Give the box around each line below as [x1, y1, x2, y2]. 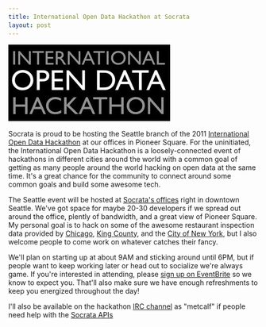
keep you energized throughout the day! [8, 286, 140, 295]
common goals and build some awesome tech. [8, 179, 161, 189]
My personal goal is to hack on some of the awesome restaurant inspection [8, 220, 255, 229]
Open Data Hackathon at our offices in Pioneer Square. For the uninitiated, [8, 137, 252, 147]
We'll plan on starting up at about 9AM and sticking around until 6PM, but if [8, 252, 254, 262]
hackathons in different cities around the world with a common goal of [8, 154, 238, 163]
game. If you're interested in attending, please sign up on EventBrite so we [8, 269, 253, 279]
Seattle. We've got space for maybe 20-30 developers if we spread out [8, 203, 241, 213]
